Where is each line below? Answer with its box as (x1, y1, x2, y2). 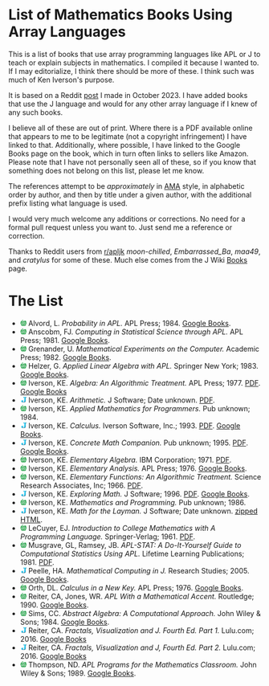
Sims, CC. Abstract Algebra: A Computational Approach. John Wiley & (27, 608, 261, 618)
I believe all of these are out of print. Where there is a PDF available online (8, 123, 253, 133)
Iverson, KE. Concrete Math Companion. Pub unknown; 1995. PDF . (27, 438, 249, 447)
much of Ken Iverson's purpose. (8, 75, 115, 84)
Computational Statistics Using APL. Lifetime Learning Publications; (19, 549, 245, 558)
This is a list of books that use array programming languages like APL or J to (8, 49, 261, 59)
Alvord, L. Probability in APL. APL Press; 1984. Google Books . (27, 318, 231, 328)
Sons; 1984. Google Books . (19, 617, 110, 627)
